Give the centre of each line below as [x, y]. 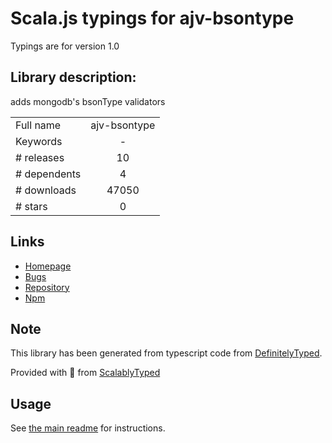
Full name [38, 125]
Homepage [48, 266]
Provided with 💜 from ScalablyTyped [85, 373]
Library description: [73, 77]
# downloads [46, 190]
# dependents [48, 174]
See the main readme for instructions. [88, 428]
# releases [40, 157]
